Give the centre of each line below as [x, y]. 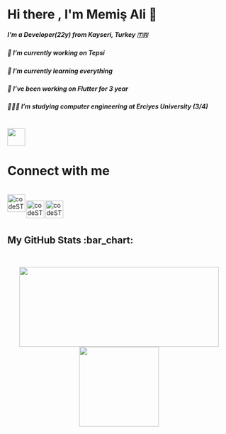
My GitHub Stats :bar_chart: [70, 240]
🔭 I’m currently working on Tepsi [56, 53]
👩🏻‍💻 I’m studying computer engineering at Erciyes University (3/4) [108, 106]
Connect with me [58, 171]
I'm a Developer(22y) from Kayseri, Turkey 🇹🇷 [78, 34]
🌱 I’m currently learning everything [60, 71]
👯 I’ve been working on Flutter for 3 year [68, 89]
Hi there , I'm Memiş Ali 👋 [82, 15]
